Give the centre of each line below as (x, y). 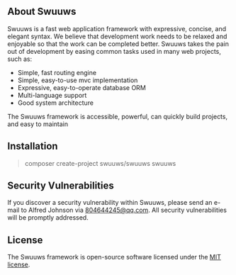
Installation (33, 146)
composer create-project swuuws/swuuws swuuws (100, 163)
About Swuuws (42, 12)
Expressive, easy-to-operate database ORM (82, 87)
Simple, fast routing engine (57, 72)
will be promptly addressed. (48, 218)
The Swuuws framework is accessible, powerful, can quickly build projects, (118, 116)
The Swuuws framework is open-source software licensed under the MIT (114, 257)
